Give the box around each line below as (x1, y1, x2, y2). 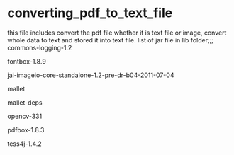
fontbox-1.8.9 (7, 57, 46, 65)
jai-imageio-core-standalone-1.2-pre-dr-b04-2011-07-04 (7, 71, 174, 79)
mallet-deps (7, 98, 43, 107)
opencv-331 (7, 112, 43, 120)
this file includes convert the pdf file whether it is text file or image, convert (7, 28, 227, 37)
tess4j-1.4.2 (7, 139, 43, 148)
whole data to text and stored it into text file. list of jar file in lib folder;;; (7, 35, 214, 44)
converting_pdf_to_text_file (7, 5, 173, 21)
